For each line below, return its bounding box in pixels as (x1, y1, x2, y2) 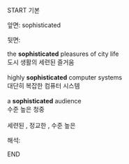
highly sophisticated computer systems (7, 73, 123, 82)
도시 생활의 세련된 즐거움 (7, 58, 75, 66)
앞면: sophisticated (7, 21, 61, 29)
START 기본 (7, 6, 40, 14)
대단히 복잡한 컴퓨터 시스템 (7, 82, 80, 89)
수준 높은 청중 (7, 105, 45, 113)
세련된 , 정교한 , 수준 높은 (7, 121, 76, 129)
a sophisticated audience (7, 97, 82, 105)
